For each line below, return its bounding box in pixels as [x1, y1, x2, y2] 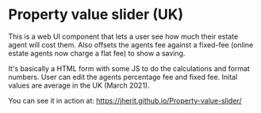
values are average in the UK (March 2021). [8, 81, 150, 90]
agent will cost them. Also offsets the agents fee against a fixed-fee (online [8, 40, 254, 49]
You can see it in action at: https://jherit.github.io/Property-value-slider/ [8, 96, 242, 105]
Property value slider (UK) [8, 6, 184, 24]
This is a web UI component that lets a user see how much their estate [8, 32, 239, 41]
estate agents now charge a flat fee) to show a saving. [8, 48, 186, 58]
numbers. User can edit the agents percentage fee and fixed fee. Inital [8, 72, 238, 81]
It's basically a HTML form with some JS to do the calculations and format [8, 63, 250, 73]
